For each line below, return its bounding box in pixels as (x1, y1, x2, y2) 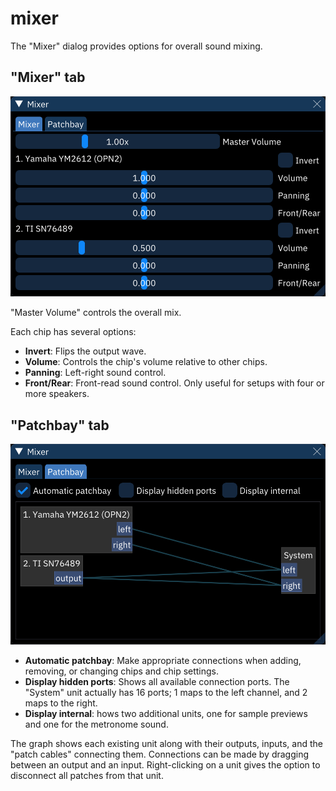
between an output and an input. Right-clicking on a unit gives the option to (10, 758, 321, 771)
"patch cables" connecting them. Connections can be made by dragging (10, 748, 310, 760)
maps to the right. (24, 697, 98, 709)
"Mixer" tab (10, 69, 86, 86)
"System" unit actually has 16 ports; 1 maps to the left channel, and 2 (24, 686, 308, 698)
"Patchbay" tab (10, 417, 110, 434)
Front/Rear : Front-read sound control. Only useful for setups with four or (24, 377, 325, 389)
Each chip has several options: (10, 326, 137, 338)
